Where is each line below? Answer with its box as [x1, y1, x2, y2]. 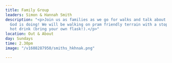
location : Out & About [5, 31, 54, 36]
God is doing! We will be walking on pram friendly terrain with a [10, 22, 157, 27]
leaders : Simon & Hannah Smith [5, 12, 72, 17]
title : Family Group [5, 7, 50, 13]
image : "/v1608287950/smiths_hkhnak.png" [5, 46, 95, 51]
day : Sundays [5, 36, 33, 41]
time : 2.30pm [5, 41, 33, 46]
